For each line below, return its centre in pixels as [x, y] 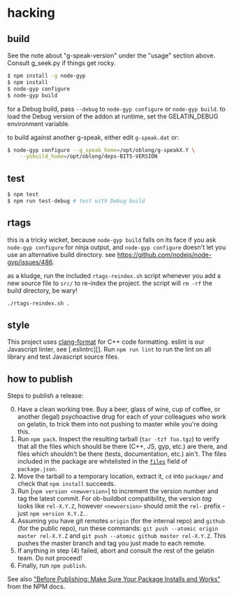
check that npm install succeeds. [66, 484]
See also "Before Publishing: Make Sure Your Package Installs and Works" [114, 579]
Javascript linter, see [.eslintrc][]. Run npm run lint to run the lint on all [109, 349]
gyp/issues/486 [30, 262]
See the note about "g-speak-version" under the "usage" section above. [111, 55]
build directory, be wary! [43, 290]
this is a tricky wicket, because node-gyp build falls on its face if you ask [112, 240]
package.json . [37, 469]
